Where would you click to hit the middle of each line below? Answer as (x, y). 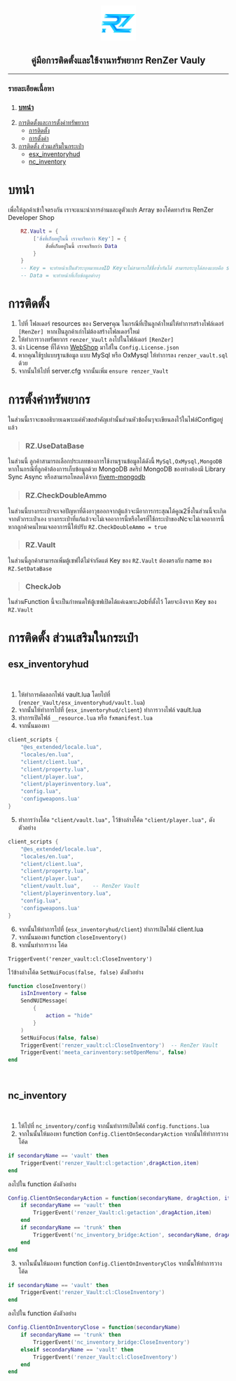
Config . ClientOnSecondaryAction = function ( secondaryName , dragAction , (114, 1198)
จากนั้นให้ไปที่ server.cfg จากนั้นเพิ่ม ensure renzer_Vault (93, 371)
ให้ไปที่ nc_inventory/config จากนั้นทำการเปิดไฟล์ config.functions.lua (113, 1125)
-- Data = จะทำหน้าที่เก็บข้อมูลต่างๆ (60, 276)
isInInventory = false (54, 994)
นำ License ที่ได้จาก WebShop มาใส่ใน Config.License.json (98, 348)
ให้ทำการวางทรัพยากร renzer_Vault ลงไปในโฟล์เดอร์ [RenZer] (96, 339)
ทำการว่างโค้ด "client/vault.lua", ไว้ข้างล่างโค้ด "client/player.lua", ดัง (117, 819)
